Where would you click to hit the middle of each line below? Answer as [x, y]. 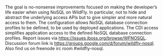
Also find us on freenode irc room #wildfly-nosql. [55, 48]
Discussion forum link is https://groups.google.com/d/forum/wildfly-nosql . [80, 43]
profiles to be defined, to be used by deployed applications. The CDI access [82, 28]
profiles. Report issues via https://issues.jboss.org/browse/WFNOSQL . [76, 38]
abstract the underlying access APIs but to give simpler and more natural [79, 17]
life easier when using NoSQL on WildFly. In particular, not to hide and [76, 12]
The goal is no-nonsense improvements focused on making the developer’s [81, 7]
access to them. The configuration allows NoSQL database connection [76, 22]
